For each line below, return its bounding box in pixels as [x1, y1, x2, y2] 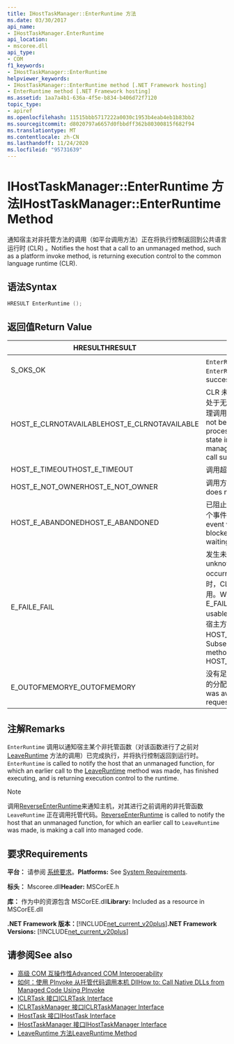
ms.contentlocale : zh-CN [7, 133, 79, 140]
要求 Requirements [7, 848, 88, 860]
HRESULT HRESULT [72, 343, 137, 353]
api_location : [7, 36, 49, 43]
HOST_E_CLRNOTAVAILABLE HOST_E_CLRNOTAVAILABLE [10, 419, 200, 429]
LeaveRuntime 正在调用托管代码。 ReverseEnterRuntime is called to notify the [7, 810, 225, 819]
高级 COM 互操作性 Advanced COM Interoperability [17, 969, 164, 977]
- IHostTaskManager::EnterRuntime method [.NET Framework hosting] [7, 82, 208, 89]
